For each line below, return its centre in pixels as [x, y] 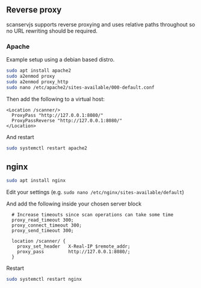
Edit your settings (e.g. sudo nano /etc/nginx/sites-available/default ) [95, 192]
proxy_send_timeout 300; [43, 231]
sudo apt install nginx [36, 181]
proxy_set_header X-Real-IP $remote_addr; [74, 246]
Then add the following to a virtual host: [56, 99]
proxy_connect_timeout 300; [47, 225]
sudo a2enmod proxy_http [37, 82]
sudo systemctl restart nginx [44, 280]
